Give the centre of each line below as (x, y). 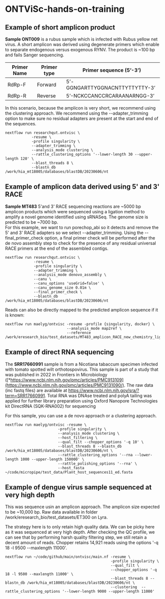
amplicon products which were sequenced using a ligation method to (75, 211)
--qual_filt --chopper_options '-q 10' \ (101, 442)
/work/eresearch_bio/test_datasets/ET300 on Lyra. (56, 518)
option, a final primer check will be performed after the (100, 238)
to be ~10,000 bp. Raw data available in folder (52, 512)
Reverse (46, 96)
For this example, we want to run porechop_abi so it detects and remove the (82, 227)
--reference (79, 333)
